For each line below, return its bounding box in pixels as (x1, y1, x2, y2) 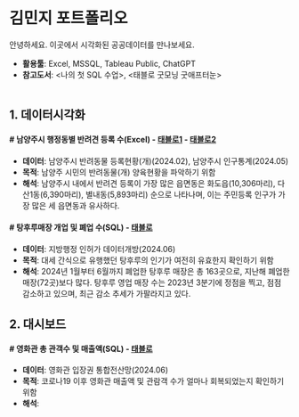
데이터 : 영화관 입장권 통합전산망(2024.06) (21, 364, 169, 375)
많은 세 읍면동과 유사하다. (31, 200, 120, 210)
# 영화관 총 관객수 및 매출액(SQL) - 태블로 (9, 343, 153, 354)
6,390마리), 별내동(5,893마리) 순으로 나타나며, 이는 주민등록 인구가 (43, 189, 277, 200)
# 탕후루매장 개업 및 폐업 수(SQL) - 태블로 (9, 222, 153, 233)
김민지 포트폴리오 (9, 8, 128, 29)
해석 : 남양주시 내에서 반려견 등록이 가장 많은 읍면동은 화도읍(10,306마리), (21, 177, 276, 188)
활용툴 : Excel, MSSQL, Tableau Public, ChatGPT (21, 58, 196, 69)
